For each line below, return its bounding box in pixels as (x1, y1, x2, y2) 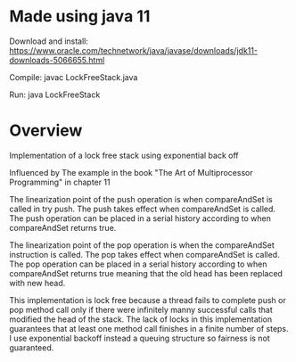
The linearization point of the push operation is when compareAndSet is (9, 193, 274, 204)
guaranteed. (9, 341, 54, 353)
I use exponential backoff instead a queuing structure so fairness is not (9, 333, 270, 343)
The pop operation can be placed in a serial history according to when (9, 259, 267, 269)
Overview (9, 120, 83, 141)
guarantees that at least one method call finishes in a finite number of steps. (9, 323, 289, 333)
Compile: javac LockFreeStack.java (9, 71, 138, 82)
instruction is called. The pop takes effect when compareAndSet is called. (9, 249, 280, 259)
